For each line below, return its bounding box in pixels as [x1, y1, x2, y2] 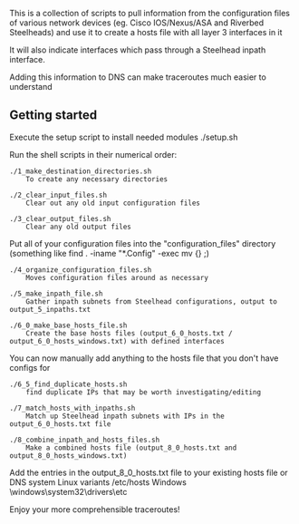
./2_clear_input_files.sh [9, 190, 107, 199]
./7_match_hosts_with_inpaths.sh [9, 403, 136, 412]
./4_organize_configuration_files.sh [9, 265, 152, 275]
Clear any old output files [25, 222, 131, 231]
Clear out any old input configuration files [25, 199, 201, 208]
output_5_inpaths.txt [9, 305, 92, 314]
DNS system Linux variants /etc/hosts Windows [9, 476, 188, 488]
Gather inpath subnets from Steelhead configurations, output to [25, 296, 278, 306]
